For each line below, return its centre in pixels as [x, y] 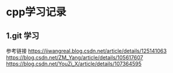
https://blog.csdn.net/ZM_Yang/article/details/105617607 [75, 57]
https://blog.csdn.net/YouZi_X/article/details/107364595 [74, 64]
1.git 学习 [23, 36]
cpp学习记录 [36, 12]
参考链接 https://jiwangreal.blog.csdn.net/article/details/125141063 [86, 51]
